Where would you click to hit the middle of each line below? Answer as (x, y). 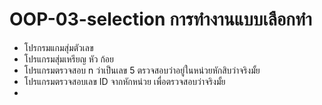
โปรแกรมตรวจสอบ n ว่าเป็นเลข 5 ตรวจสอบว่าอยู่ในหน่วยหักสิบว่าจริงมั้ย (142, 70)
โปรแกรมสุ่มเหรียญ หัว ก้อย (68, 59)
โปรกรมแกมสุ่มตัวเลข (58, 47)
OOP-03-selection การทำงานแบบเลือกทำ (160, 19)
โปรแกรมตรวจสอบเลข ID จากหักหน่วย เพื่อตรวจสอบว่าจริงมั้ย (124, 81)
